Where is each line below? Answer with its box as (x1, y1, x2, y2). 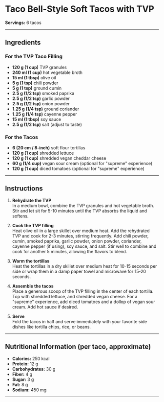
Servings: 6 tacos (5, 20, 41, 25)
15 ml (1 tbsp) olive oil (12, 74, 56, 80)
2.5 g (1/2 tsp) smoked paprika (12, 90, 75, 96)
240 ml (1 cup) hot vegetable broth (12, 70, 83, 75)
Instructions (5, 185, 43, 193)
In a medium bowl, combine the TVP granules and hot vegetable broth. (12, 202, 155, 209)
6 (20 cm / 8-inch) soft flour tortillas (12, 144, 85, 150)
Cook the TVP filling (12, 222, 54, 228)
